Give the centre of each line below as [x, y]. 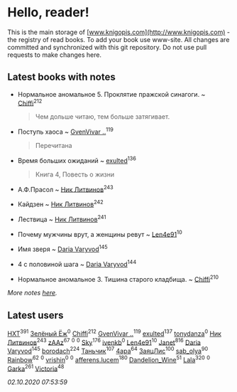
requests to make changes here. [54, 55]
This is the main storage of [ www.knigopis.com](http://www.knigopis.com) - [119, 32]
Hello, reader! [49, 12]
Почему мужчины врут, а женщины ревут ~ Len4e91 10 [100, 233]
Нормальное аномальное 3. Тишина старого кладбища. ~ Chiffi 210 [118, 278]
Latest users [35, 315]
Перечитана [54, 146]
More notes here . [33, 293]
